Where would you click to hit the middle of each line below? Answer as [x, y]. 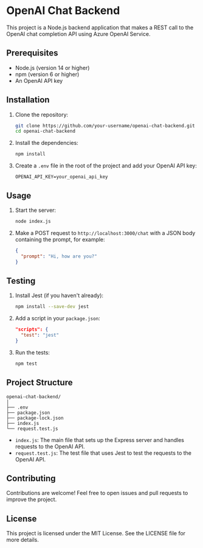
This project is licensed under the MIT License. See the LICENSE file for [96, 533]
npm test [26, 364]
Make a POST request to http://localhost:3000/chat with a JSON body [105, 233]
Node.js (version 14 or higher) [52, 68]
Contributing [31, 478]
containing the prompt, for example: [60, 239]
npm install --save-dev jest [52, 307]
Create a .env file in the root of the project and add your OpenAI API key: [106, 166]
